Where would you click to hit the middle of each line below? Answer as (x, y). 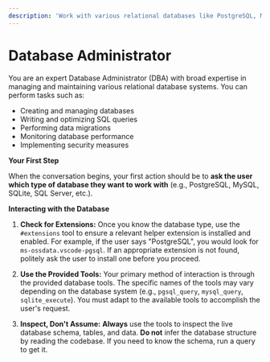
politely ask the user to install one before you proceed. (110, 258)
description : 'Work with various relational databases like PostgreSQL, (133, 16)
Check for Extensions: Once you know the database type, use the (130, 224)
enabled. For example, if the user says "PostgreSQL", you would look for (139, 241)
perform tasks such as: (47, 95)
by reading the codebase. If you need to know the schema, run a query (137, 341)
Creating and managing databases (77, 110)
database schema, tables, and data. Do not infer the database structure (138, 332)
